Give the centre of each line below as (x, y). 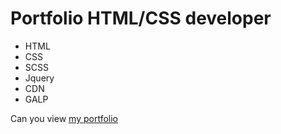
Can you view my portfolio (64, 118)
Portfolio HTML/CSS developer (141, 18)
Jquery (39, 78)
